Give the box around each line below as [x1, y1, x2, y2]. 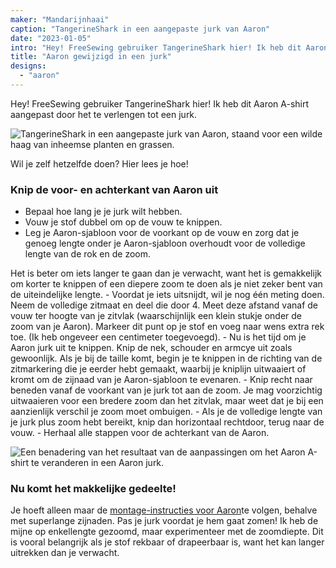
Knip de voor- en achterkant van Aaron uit [10, 182, 219, 196]
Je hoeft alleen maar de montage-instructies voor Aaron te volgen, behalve [10, 504, 318, 516]
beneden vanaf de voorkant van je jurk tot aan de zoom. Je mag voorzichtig [10, 384, 323, 396]
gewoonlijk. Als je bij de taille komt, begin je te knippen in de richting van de [10, 352, 323, 365]
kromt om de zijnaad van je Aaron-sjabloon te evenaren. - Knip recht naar [10, 374, 313, 386]
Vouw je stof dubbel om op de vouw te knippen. [24, 216, 223, 228]
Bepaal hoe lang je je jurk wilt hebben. [24, 206, 183, 218]
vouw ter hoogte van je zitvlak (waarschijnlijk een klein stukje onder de [10, 310, 303, 322]
